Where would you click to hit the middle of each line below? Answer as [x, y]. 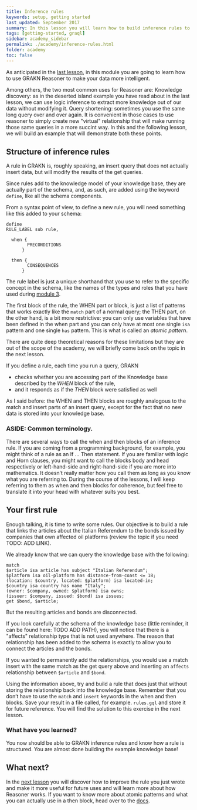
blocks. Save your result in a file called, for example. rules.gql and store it [96, 702]
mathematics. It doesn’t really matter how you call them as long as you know [98, 473]
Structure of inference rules [58, 152]
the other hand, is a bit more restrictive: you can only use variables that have [98, 318]
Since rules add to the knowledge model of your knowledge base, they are [96, 183]
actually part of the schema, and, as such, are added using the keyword [93, 190]
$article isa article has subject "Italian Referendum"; [77, 570]
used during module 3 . [33, 294]
